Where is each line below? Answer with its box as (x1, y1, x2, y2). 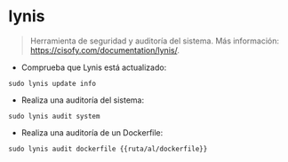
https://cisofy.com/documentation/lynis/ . (29, 44, 180, 55)
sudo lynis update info (8, 79, 97, 88)
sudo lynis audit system (8, 112, 100, 120)
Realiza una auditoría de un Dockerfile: (20, 127, 164, 138)
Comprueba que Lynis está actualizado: (20, 62, 167, 73)
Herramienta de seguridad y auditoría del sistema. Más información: (29, 35, 279, 46)
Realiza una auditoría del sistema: (20, 95, 144, 105)
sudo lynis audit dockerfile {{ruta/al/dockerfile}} (8, 144, 208, 153)
